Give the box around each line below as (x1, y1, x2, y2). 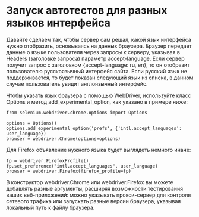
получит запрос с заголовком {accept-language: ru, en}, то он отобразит (6, 61, 190, 69)
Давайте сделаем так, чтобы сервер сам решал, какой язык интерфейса (6, 36, 191, 43)
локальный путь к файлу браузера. (6, 204, 95, 211)
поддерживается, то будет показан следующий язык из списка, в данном (6, 74, 194, 81)
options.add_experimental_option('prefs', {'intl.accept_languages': (6, 125, 182, 131)
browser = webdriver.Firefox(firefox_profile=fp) (6, 168, 132, 174)
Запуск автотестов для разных (6, 4, 168, 17)
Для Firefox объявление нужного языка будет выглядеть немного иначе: (6, 146, 191, 153)
